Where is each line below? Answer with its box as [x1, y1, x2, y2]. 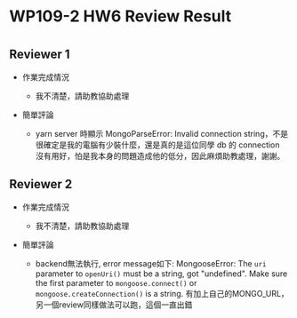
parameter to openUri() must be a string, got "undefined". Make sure [35, 268, 288, 279]
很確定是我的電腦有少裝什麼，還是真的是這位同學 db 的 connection [35, 139, 280, 150]
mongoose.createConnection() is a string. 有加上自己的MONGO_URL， [35, 288, 289, 298]
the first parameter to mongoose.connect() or [35, 277, 197, 288]
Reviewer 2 [9, 177, 73, 192]
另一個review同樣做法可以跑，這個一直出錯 [35, 299, 193, 310]
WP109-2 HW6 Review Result [9, 6, 232, 27]
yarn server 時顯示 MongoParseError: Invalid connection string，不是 [35, 128, 289, 139]
